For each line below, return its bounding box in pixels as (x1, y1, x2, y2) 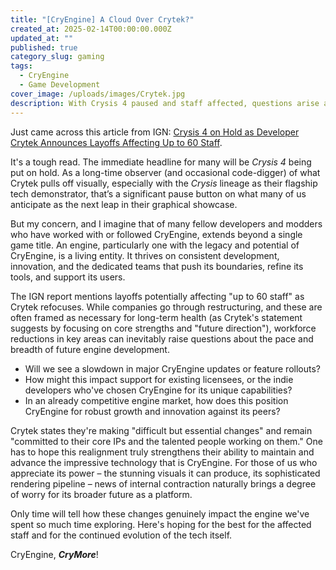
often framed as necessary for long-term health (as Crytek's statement (10, 311, 303, 323)
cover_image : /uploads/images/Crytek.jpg (10, 89, 186, 99)
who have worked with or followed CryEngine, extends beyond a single (10, 228, 303, 240)
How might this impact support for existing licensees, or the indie (24, 373, 294, 385)
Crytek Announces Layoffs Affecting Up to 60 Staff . (10, 136, 223, 148)
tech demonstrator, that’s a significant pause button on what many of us (10, 187, 307, 200)
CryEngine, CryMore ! (10, 548, 99, 560)
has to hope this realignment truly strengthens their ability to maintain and (10, 446, 315, 458)
